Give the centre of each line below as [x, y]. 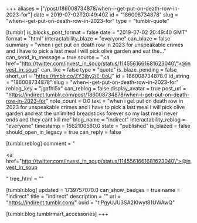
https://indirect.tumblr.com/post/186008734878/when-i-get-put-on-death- [99, 94]
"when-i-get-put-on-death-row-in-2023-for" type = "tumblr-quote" [88, 21]
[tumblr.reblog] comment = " [40, 143]
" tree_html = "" [25, 179]
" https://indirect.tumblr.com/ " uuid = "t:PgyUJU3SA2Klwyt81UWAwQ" [91, 202]
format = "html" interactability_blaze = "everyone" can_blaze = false [88, 38]
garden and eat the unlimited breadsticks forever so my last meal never [92, 113]
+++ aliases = [23, 9]
